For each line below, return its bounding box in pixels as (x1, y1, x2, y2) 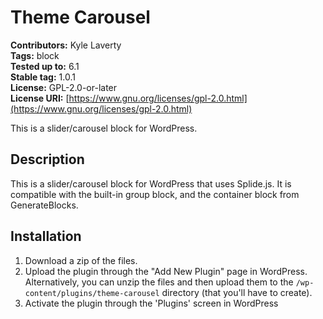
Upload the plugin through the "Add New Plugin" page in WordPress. (24, 265, 308, 277)
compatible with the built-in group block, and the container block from (10, 188, 300, 200)
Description (10, 151, 85, 168)
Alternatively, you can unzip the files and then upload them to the (24, 276, 294, 288)
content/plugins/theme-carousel (24, 288, 160, 298)
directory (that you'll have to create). (161, 286, 313, 298)
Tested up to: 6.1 (10, 60, 80, 72)
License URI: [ (10, 92, 70, 104)
